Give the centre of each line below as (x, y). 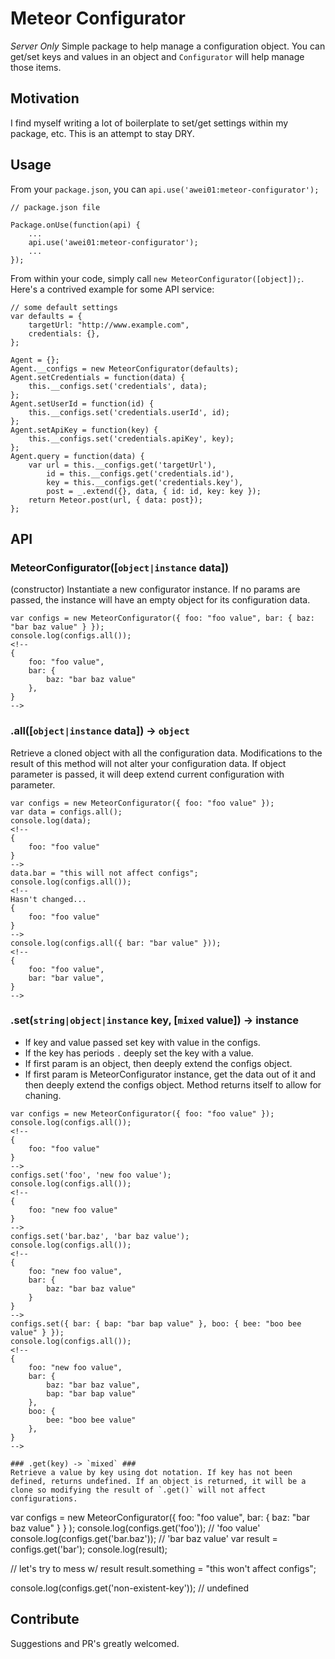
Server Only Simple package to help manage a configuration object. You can (168, 46)
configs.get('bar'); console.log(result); (89, 1549)
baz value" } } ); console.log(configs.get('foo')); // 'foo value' (135, 1528)
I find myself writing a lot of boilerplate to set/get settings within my (149, 123)
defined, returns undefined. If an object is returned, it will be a (158, 1481)
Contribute (45, 1619)
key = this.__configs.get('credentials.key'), (145, 482)
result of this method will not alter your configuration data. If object (148, 763)
